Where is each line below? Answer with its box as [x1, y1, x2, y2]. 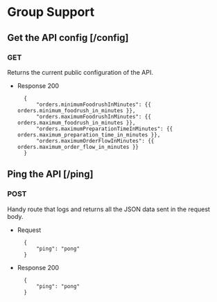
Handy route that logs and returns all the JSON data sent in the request [7, 205, 210, 213]
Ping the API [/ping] [7, 168, 94, 180]
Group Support [7, 4, 95, 20]
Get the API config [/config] [7, 32, 129, 44]
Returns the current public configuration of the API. [7, 68, 154, 76]
